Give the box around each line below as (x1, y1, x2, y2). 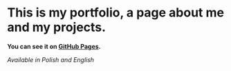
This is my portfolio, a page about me (7, 5, 225, 21)
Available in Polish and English (7, 55, 95, 63)
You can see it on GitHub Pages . (7, 42, 102, 50)
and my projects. (7, 19, 106, 35)
